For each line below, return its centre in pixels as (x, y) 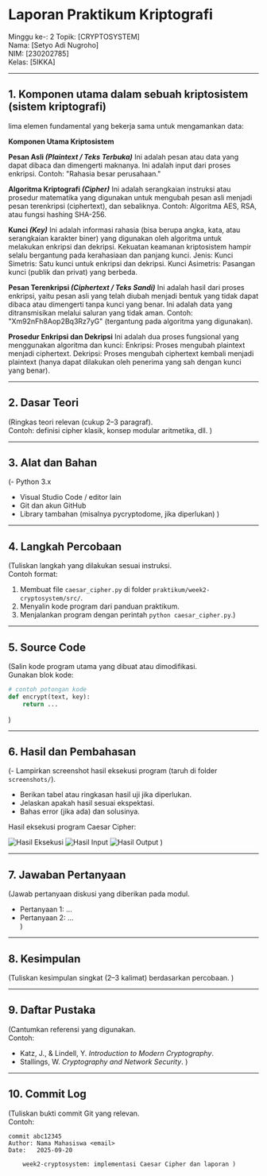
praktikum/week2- (182, 590)
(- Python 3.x (30, 482)
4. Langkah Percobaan (65, 546)
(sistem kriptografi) (58, 107)
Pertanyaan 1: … (46, 909)
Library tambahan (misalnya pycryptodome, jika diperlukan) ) (120, 514)
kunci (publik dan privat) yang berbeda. (73, 272)
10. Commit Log (48, 1094)
